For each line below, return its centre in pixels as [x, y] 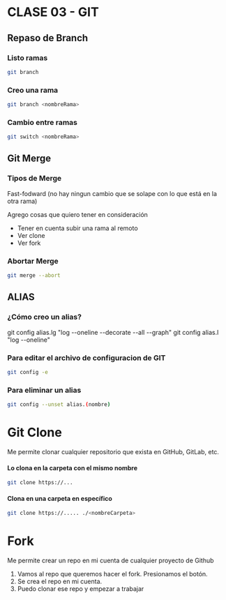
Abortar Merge [33, 261]
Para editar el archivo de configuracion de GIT [86, 358]
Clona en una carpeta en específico [60, 498]
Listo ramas [28, 58]
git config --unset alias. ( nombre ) [59, 405]
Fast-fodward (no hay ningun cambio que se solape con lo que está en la [112, 193]
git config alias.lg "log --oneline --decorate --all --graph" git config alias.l [113, 332]
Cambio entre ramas [43, 122]
